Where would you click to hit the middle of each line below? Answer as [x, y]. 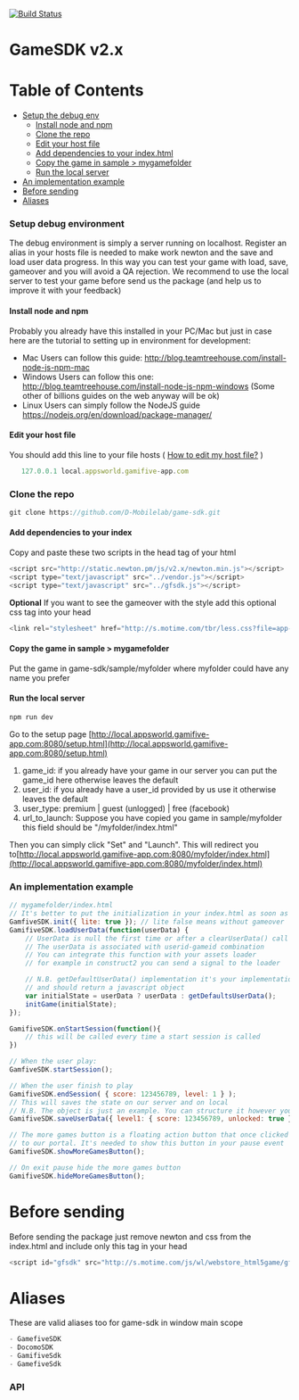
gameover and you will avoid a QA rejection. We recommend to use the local [149, 271]
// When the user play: [53, 1062]
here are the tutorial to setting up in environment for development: [130, 340]
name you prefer [40, 677]
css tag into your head [50, 612]
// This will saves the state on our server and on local [119, 1102]
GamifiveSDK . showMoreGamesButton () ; [77, 1152]
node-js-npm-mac [56, 367]
